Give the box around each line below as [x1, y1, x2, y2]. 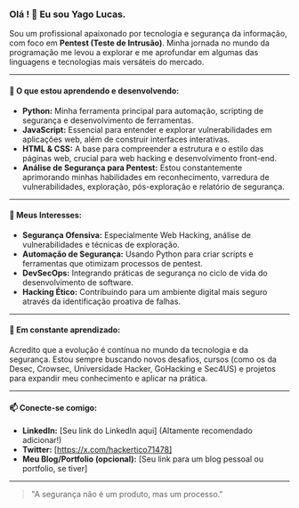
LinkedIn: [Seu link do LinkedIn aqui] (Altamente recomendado [21, 425, 254, 436]
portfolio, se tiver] [21, 463, 88, 474]
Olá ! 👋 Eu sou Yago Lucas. [9, 8, 126, 20]
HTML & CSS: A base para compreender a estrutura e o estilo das [21, 143, 264, 154]
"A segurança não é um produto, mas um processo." [30, 489, 223, 500]
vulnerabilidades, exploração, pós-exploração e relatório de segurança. [21, 181, 285, 192]
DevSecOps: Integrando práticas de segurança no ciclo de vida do [21, 267, 269, 278]
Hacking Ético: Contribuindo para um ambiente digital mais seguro [21, 286, 268, 297]
